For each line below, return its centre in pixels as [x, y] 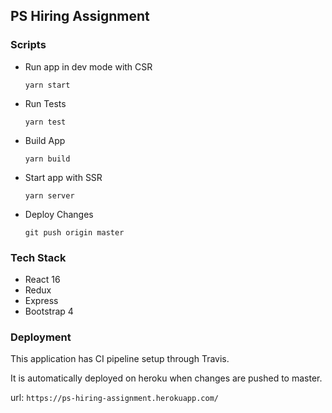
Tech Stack [38, 257]
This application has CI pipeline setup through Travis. [120, 359]
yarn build [47, 159]
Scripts [28, 45]
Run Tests [45, 103]
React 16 [42, 279]
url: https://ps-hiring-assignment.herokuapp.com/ [114, 398]
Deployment [41, 337]
